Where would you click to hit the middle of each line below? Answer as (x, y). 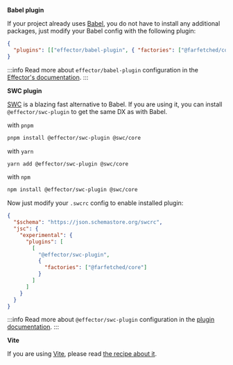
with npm (19, 177)
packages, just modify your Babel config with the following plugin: (102, 31)
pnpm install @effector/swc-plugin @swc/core (74, 138)
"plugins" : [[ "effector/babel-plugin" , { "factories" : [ (97, 50)
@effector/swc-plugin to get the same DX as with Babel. (87, 111)
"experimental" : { (46, 235)
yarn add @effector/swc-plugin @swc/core (68, 164)
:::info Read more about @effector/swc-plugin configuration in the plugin (111, 320)
